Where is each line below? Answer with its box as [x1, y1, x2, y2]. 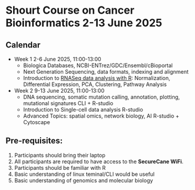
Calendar [5, 40, 41, 50]
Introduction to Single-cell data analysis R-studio [23, 106, 144, 113]
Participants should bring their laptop [14, 151, 106, 159]
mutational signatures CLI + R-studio [23, 100, 114, 107]
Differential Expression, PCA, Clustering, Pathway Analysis [23, 81, 167, 88]
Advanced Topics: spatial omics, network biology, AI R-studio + [23, 112, 179, 119]
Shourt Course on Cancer [5, 4, 135, 17]
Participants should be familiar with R [14, 164, 106, 171]
